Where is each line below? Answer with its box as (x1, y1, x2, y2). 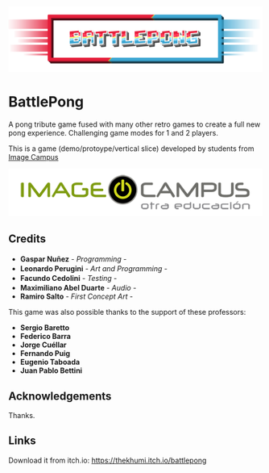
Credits (8, 232, 47, 245)
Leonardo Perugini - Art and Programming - (19, 264, 168, 274)
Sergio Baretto (19, 323, 70, 333)
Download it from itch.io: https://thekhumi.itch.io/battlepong (8, 455, 207, 465)
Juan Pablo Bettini (19, 366, 83, 375)
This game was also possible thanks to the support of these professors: (8, 308, 246, 317)
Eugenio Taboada (19, 358, 81, 367)
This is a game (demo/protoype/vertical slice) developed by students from (8, 144, 255, 153)
